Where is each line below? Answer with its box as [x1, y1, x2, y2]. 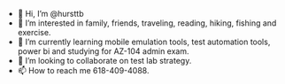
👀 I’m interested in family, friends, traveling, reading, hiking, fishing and [17, 18, 277, 28]
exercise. [17, 27, 51, 37]
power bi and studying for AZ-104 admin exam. [17, 46, 189, 57]
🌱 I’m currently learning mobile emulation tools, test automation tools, [17, 36, 271, 47]
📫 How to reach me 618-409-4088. [17, 65, 150, 75]
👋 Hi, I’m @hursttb [17, 9, 84, 19]
